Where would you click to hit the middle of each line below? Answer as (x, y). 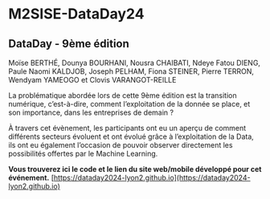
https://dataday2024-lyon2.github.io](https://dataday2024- (152, 178)
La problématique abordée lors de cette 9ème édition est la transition (123, 95)
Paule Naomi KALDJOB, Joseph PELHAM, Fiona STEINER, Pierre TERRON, (131, 71)
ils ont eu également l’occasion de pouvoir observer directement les (121, 145)
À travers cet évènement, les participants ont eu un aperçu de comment (127, 128)
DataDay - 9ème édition (69, 44)
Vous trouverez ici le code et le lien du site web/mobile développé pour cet (135, 169)
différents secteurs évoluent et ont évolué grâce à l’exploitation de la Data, (131, 136)
